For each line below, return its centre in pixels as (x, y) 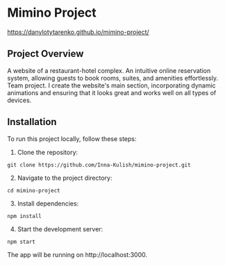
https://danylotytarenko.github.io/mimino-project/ (78, 32)
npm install (24, 216)
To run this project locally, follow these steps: (72, 139)
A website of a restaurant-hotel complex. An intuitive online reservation (109, 70)
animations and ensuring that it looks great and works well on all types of (112, 92)
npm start (22, 242)
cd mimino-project (34, 190)
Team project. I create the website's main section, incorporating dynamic (112, 85)
